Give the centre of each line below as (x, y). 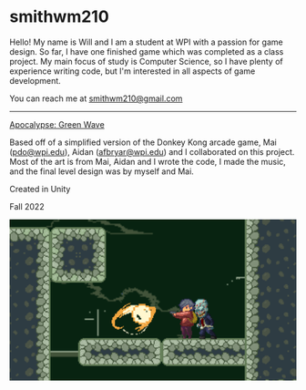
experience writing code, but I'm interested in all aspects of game (133, 71)
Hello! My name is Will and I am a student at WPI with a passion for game (147, 42)
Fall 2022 (27, 206)
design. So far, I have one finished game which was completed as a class (147, 51)
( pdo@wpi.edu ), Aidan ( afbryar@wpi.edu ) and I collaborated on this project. (152, 151)
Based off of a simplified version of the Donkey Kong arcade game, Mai (143, 142)
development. (35, 80)
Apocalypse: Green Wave (57, 124)
